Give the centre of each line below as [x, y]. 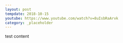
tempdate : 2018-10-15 [27, 14]
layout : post [18, 9]
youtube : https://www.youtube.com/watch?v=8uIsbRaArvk [62, 18]
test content [17, 36]
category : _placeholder [29, 23]
